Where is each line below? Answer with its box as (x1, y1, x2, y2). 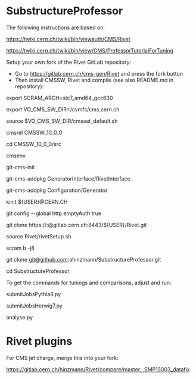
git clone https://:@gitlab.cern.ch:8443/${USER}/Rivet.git (6, 221, 147, 228)
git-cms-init (6, 163, 35, 170)
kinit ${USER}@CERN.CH (6, 198, 68, 205)
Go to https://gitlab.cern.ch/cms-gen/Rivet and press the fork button (14, 70, 183, 77)
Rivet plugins (6, 335, 73, 348)
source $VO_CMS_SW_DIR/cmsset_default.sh (6, 117, 118, 125)
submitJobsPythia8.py (6, 290, 61, 297)
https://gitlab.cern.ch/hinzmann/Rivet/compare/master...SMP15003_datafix (6, 365, 190, 373)
